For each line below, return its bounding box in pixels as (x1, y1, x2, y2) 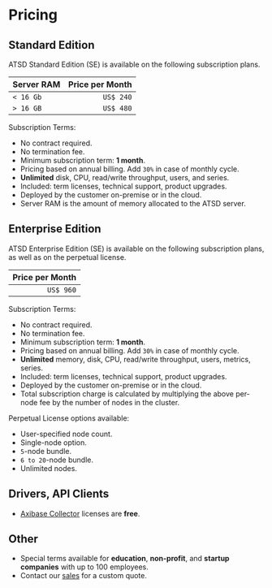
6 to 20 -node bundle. (19, 455, 93, 465)
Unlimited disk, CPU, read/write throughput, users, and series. (19, 173, 230, 182)
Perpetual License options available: (8, 413, 130, 423)
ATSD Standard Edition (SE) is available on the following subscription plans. (8, 59, 261, 69)
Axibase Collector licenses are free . (19, 508, 140, 518)
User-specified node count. (19, 429, 113, 439)
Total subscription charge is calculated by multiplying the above (19, 388, 234, 399)
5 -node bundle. (19, 446, 72, 456)
